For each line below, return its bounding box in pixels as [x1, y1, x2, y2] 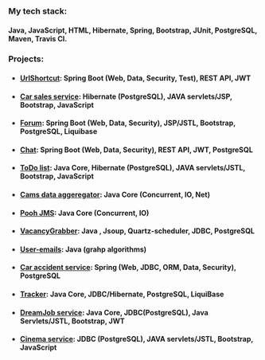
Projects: [8, 53, 45, 65]
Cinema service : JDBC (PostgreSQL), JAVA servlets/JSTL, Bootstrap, [19, 335, 253, 344]
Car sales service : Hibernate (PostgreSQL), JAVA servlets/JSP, [19, 92, 232, 101]
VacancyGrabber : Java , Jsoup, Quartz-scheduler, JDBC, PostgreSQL [19, 226, 255, 236]
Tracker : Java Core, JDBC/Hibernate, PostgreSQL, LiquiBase [19, 289, 224, 299]
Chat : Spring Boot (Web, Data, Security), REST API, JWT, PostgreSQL [19, 145, 253, 155]
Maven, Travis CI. [8, 33, 68, 43]
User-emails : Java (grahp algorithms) [19, 245, 147, 254]
